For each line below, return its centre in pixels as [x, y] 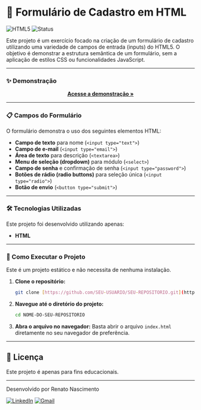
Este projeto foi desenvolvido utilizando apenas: [65, 224]
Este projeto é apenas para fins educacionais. [63, 372]
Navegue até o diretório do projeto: [59, 304]
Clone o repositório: [40, 282]
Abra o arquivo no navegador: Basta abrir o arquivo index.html [93, 326]
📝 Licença [25, 357]
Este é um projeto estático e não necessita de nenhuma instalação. [89, 270]
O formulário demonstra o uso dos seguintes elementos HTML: [84, 131]
